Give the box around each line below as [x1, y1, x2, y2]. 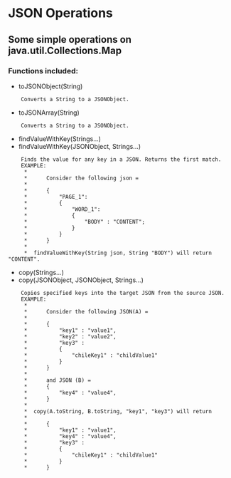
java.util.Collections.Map [8, 44, 122, 56]
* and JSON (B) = [23, 376, 92, 384]
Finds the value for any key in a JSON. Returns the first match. [21, 155, 222, 163]
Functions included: [8, 66, 79, 76]
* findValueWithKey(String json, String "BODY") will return [23, 249, 213, 256]
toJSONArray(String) [18, 108, 80, 117]
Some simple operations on [8, 33, 132, 46]
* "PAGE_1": [23, 193, 88, 200]
